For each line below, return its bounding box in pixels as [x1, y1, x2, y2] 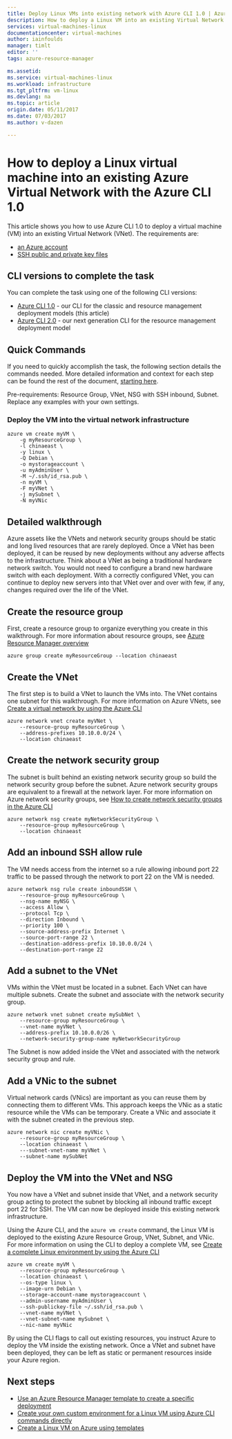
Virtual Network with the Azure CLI [7, 184, 212, 200]
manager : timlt [7, 42, 51, 49]
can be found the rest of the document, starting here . [7, 377, 159, 385]
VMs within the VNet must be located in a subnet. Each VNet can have [7, 983, 207, 991]
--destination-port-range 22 [19, 946, 104, 953]
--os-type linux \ [19, 1279, 72, 1286]
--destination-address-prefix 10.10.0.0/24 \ [19, 940, 153, 947]
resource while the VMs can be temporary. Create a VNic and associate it [7, 1108, 216, 1117]
